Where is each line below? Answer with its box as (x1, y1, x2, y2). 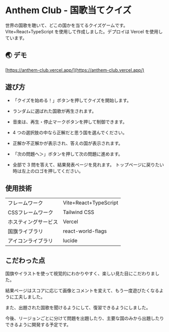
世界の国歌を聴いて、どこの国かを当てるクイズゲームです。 (5, 22, 128, 28)
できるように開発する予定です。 (5, 321, 72, 328)
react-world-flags (63, 228, 107, 235)
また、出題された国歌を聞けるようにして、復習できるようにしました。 (5, 305, 151, 311)
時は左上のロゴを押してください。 (12, 168, 83, 174)
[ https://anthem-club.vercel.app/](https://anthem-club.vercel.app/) (5, 67, 145, 73)
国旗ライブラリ (8, 228, 44, 235)
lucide (63, 237, 78, 244)
